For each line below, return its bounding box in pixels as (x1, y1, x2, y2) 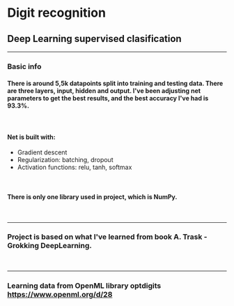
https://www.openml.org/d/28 (7, 289, 113, 299)
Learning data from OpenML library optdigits (7, 281, 162, 291)
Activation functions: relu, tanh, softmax (17, 163, 132, 172)
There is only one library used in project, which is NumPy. (7, 192, 178, 201)
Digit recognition (7, 5, 107, 21)
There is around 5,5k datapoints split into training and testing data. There (7, 79, 224, 87)
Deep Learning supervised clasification (7, 33, 182, 45)
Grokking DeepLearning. (7, 241, 93, 251)
